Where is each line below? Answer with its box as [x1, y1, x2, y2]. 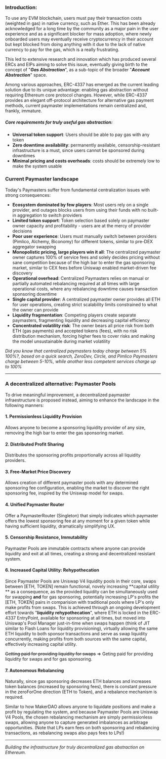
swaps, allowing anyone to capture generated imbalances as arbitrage [5, 719, 148, 725]
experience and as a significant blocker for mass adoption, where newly [5, 31, 152, 37]
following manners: [5, 402, 44, 408]
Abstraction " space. [5, 72, 47, 78]
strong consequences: [5, 192, 51, 198]
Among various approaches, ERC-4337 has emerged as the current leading [5, 82, 159, 88]
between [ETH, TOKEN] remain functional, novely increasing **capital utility [5, 583, 160, 589]
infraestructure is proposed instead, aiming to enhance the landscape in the [5, 397, 160, 403]
